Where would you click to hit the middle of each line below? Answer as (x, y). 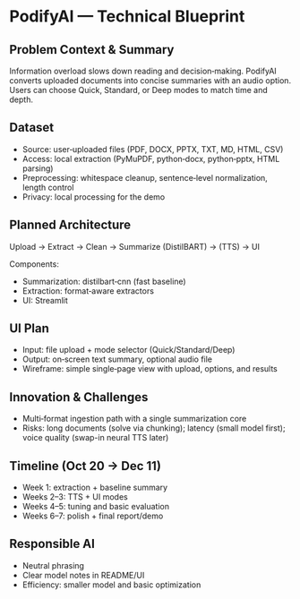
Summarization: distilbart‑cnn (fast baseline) (104, 281)
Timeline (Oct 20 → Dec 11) (85, 466)
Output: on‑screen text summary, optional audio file (117, 359)
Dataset (32, 128)
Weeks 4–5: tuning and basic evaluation (96, 507)
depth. (21, 99)
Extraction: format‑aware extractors (88, 291)
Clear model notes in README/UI (83, 575)
